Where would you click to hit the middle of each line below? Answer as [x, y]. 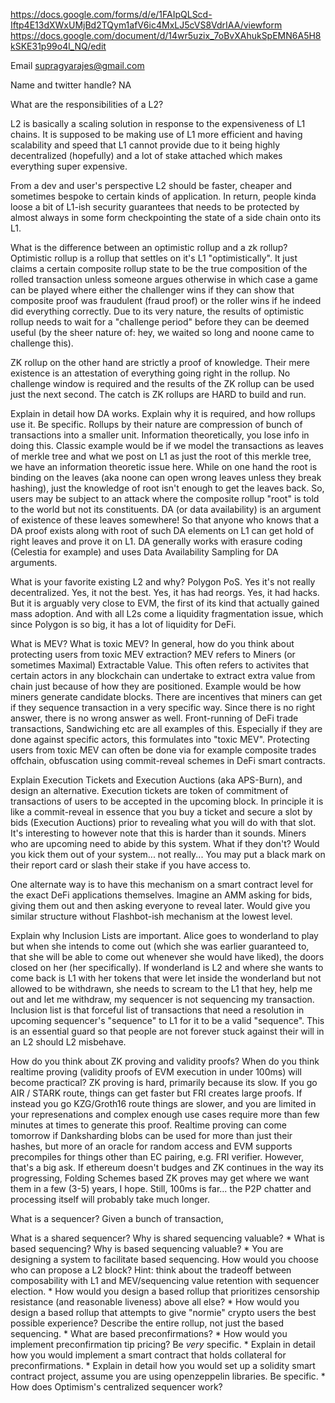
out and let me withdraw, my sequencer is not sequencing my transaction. [162, 999]
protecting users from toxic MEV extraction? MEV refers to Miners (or [153, 654]
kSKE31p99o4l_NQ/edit [58, 46]
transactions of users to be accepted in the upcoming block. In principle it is [167, 801]
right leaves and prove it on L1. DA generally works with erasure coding [156, 541]
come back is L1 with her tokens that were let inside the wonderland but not [166, 978]
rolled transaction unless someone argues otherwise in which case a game [164, 279]
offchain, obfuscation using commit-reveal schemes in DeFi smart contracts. [168, 760]
